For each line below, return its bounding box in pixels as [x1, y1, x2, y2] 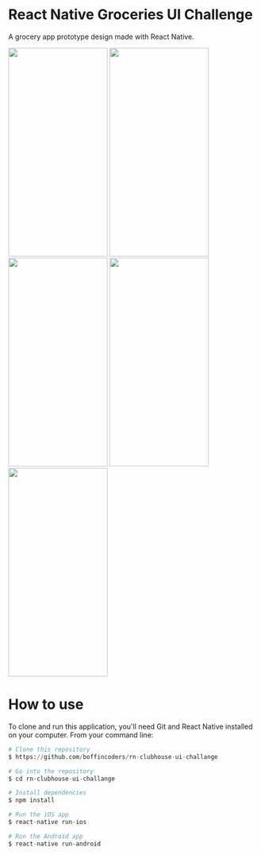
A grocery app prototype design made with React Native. [8, 32, 194, 41]
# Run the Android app [8, 832, 83, 840]
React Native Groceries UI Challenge [8, 6, 253, 24]
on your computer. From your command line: [8, 729, 154, 740]
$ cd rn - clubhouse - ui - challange [8, 775, 115, 783]
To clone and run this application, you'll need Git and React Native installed [8, 722, 253, 731]
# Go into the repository [8, 767, 94, 776]
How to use [8, 695, 84, 714]
